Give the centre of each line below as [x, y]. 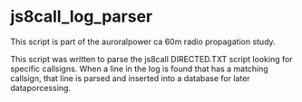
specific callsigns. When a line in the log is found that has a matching [139, 69]
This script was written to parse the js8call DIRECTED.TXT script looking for [151, 59]
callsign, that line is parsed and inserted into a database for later [130, 78]
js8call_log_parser [82, 17]
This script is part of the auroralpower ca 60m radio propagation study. [143, 42]
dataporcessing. [41, 88]
